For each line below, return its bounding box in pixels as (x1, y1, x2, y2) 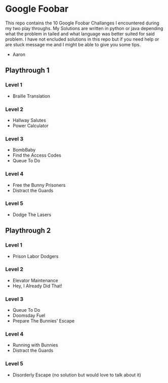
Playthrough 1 (5, 66, 50, 75)
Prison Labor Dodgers (12, 253, 59, 259)
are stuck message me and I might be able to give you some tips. (5, 41, 141, 47)
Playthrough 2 (5, 226, 51, 235)
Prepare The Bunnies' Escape (12, 318, 75, 324)
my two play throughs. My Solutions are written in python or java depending (5, 25, 163, 31)
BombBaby (12, 147, 36, 153)
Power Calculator (12, 123, 49, 129)
